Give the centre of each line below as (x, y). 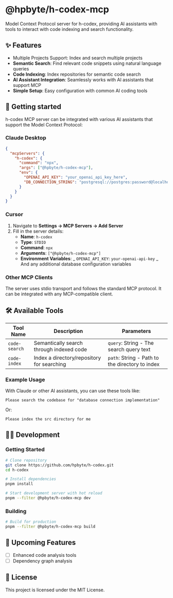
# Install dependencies (31, 479)
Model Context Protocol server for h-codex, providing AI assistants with (81, 24)
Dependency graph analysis (42, 561)
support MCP (27, 85)
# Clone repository (26, 460)
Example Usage (25, 379)
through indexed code (60, 349)
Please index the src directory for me (48, 419)
